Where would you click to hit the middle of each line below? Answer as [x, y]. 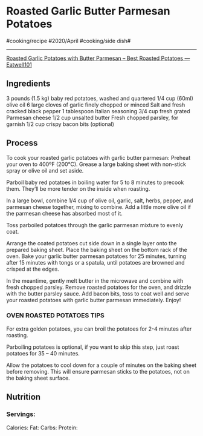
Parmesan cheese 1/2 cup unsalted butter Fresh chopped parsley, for [92, 117]
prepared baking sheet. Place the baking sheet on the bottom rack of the [97, 249]
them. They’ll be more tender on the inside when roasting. [78, 188]
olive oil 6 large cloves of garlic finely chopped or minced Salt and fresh [96, 105]
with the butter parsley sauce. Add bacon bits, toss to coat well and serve [98, 293]
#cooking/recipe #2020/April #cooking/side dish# [69, 41]
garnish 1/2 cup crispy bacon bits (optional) [60, 124]
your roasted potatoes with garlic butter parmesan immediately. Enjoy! [94, 300]
